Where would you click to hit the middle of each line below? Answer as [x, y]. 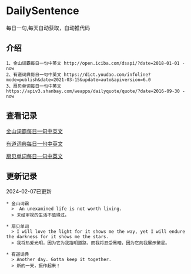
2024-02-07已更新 [29, 192]
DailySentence [43, 11]
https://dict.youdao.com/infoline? [107, 75]
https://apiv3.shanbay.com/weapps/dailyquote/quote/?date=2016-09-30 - [95, 91]
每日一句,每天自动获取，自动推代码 [48, 28]
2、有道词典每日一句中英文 [34, 75]
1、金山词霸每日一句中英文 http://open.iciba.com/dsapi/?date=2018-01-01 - [95, 63]
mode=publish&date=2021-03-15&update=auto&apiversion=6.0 [78, 80]
